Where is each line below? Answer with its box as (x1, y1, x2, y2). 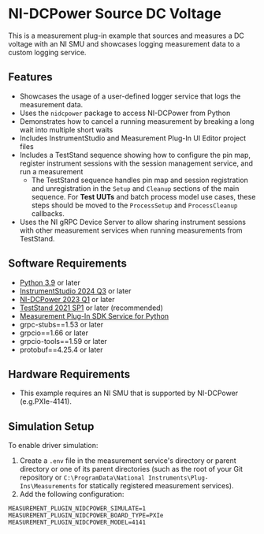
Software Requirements (8, 257, 128, 271)
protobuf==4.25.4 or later (19, 345, 104, 354)
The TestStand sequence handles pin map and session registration (31, 175, 248, 185)
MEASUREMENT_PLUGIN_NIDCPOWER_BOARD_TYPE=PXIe (8, 512, 164, 520)
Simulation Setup (8, 420, 95, 433)
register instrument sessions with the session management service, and (19, 159, 254, 168)
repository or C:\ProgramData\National (19, 472, 146, 482)
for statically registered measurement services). (78, 481, 234, 491)
